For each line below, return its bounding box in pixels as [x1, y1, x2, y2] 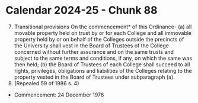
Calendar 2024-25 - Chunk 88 [5, 4, 158, 17]
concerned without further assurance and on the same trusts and [14, 48, 174, 55]
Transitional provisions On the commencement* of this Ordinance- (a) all [14, 23, 192, 30]
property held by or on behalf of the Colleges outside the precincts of [14, 36, 184, 43]
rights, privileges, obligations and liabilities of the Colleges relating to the [14, 67, 192, 74]
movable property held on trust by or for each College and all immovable [14, 29, 192, 36]
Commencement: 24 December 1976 [14, 91, 104, 98]
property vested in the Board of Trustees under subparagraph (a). [14, 73, 175, 81]
